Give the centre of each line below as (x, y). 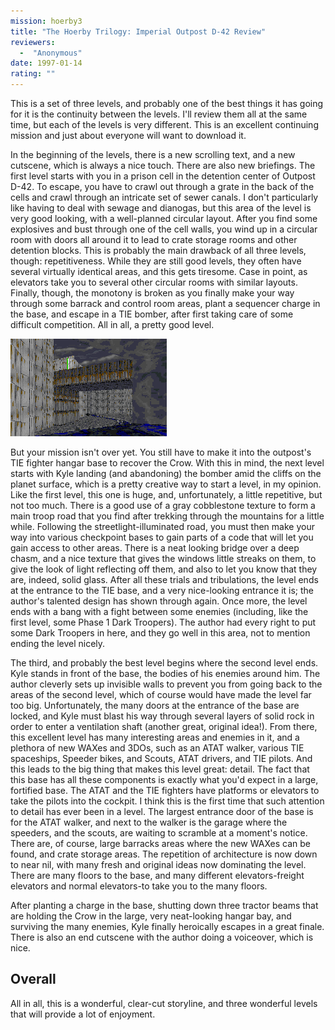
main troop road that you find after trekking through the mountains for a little (167, 516)
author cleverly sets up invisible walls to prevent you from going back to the (166, 684)
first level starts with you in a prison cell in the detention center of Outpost (163, 176)
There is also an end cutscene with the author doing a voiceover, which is (162, 937)
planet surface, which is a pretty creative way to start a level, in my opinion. (166, 484)
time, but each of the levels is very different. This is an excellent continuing (164, 124)
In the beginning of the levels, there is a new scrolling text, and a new (153, 154)
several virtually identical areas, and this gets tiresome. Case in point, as (159, 271)
